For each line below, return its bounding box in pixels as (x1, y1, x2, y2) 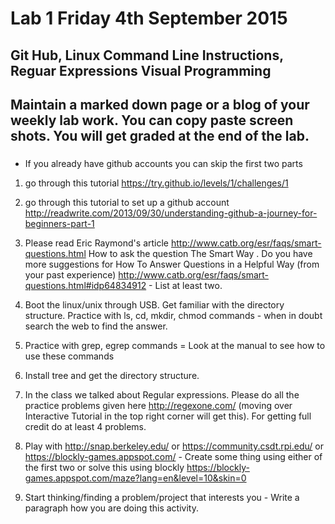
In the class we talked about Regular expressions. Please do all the (24, 388, 300, 401)
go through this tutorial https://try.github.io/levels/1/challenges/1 (24, 177, 289, 189)
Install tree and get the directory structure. (24, 369, 200, 381)
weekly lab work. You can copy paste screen (10, 112, 294, 129)
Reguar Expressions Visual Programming (10, 62, 272, 79)
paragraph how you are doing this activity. (24, 502, 199, 514)
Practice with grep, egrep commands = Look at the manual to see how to (24, 339, 326, 351)
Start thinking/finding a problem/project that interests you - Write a (24, 491, 300, 503)
